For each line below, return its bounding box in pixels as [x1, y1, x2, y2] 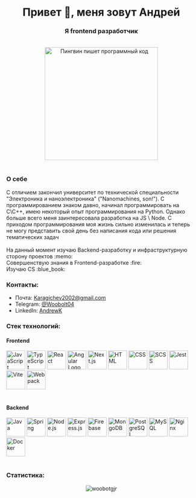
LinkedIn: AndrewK [14, 307, 62, 314]
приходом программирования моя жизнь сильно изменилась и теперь [6, 220, 191, 228]
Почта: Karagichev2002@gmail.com [14, 294, 106, 302]
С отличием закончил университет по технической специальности [6, 188, 179, 196]
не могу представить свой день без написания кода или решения [6, 227, 177, 234]
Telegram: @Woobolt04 [14, 300, 74, 308]
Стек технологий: [6, 322, 61, 330]
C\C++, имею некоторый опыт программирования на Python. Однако [6, 208, 186, 215]
